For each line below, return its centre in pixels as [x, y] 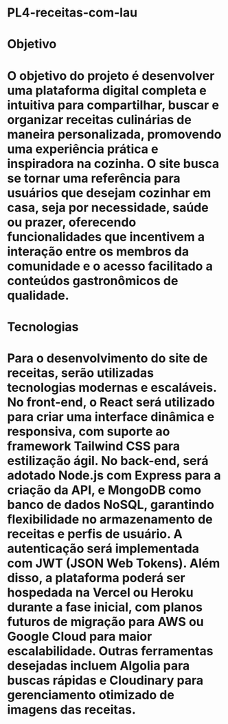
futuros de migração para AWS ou [105, 622]
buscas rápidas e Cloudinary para [105, 680]
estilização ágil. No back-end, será [108, 461]
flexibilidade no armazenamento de [110, 519]
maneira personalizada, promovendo [114, 134]
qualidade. [38, 295]
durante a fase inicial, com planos [105, 607]
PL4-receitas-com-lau [72, 13]
